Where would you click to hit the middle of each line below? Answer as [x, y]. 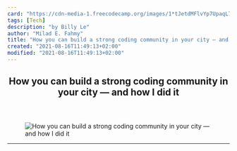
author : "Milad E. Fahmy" [45, 33]
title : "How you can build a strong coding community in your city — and [118, 40]
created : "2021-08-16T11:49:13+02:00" [64, 46]
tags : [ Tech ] [26, 20]
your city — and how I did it [119, 92]
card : [15, 14]
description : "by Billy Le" [49, 27]
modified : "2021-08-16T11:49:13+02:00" [66, 53]
